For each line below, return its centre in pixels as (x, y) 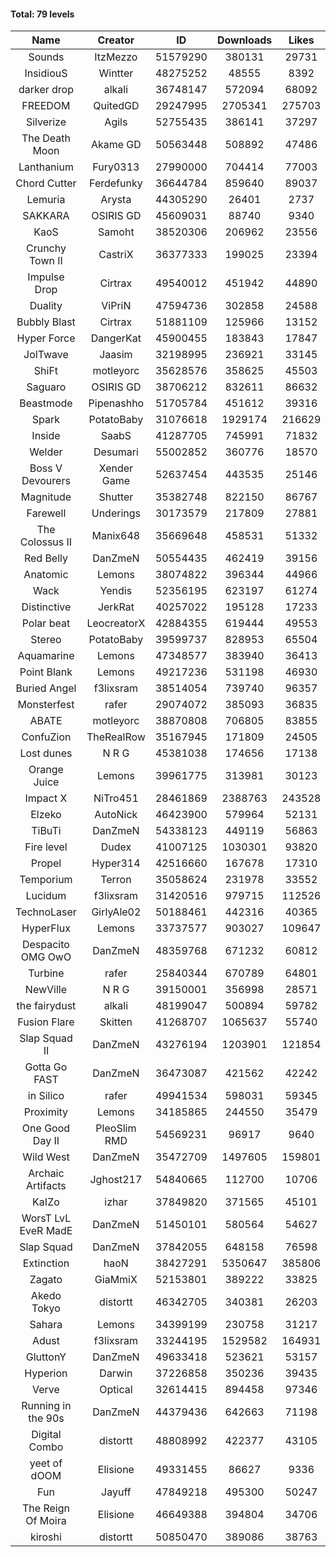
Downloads (244, 40)
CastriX (116, 255)
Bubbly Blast (46, 322)
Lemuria (46, 200)
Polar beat (46, 623)
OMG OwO (46, 957)
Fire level (46, 847)
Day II (46, 1141)
